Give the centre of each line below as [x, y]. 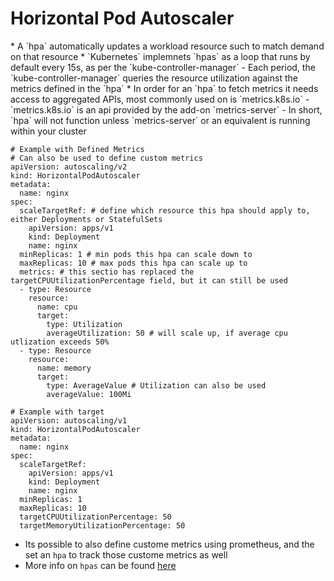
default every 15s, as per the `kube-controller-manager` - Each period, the [163, 67]
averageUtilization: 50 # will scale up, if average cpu [167, 333]
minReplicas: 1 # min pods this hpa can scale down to [136, 254]
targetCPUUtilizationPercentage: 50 [95, 517]
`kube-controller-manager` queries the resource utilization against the [154, 78]
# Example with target [57, 412]
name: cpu [57, 307]
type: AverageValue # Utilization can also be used [156, 385]
